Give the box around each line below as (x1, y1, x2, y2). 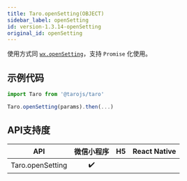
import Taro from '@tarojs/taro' (7, 91, 105, 98)
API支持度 (7, 125, 51, 136)
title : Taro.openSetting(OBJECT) (7, 10, 105, 17)
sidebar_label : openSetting (7, 17, 89, 24)
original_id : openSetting (7, 29, 82, 37)
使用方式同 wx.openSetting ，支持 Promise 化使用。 (7, 49, 152, 58)
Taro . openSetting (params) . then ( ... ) (7, 103, 114, 110)
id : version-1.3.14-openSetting (7, 23, 101, 30)
